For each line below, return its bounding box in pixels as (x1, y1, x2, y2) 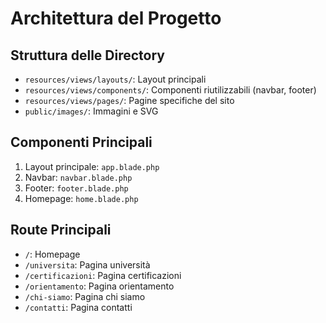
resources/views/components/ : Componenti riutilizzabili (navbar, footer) (24, 84, 317, 96)
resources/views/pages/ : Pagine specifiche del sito (24, 95, 235, 106)
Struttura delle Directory (10, 47, 165, 64)
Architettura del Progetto (10, 7, 222, 30)
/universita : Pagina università (24, 258, 151, 271)
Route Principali (10, 222, 112, 239)
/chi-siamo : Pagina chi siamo (24, 290, 146, 302)
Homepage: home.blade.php (24, 192, 139, 204)
